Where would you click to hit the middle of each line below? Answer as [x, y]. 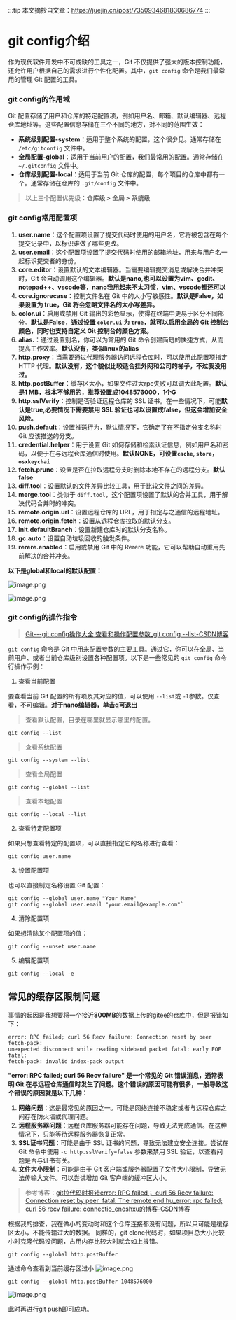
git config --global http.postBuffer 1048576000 [80, 1282]
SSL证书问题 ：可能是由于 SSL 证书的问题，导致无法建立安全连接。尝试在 [123, 1142]
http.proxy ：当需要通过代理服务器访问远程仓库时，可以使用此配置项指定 [123, 357]
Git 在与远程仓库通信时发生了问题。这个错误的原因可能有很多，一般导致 [119, 1084]
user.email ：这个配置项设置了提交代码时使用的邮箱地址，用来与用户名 [120, 252]
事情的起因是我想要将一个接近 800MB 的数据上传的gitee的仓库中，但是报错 [115, 1015]
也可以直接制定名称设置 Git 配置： [57, 885]
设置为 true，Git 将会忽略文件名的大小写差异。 [91, 304]
